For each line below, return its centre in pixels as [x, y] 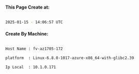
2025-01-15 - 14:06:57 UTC [34, 22]
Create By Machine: [27, 33]
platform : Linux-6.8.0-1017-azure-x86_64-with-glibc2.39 [70, 58]
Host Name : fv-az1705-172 [34, 49]
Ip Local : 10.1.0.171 [31, 67]
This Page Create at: [27, 7]
